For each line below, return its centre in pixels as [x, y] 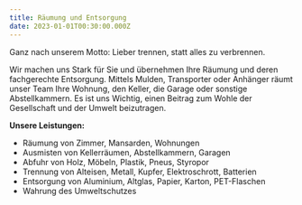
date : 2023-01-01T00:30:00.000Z [70, 26]
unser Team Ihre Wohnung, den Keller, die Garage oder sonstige [128, 89]
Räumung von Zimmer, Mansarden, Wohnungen [111, 143]
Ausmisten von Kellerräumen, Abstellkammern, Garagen [127, 152]
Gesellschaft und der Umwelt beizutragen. [88, 107]
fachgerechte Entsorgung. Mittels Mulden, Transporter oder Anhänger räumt [151, 79]
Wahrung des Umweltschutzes [79, 191]
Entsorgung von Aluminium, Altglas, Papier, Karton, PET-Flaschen [144, 181]
